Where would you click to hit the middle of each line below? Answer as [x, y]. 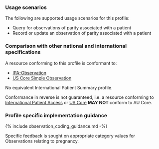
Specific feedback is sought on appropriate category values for [70, 136]
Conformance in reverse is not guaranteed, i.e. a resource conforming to [79, 97]
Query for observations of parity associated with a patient [72, 28]
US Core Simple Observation [42, 78]
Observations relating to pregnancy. [42, 141]
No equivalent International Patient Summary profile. [59, 87]
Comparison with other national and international [66, 46]
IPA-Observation [29, 73]
